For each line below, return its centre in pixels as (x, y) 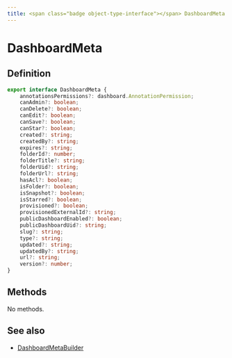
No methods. (26, 309)
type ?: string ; (42, 238)
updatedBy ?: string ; (49, 251)
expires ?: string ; (46, 148)
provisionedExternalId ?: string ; (68, 213)
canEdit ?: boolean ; (48, 115)
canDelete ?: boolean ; (51, 109)
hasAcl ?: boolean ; (46, 180)
